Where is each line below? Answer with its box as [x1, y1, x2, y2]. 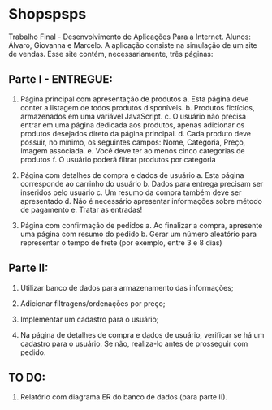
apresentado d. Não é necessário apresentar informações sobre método [19, 196, 262, 205]
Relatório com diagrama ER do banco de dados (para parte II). [19, 392, 228, 402]
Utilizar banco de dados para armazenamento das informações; [19, 283, 234, 292]
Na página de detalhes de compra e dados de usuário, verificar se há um [19, 330, 265, 339]
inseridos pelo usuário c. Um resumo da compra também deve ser [19, 188, 242, 197]
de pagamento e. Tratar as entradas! [19, 205, 143, 214]
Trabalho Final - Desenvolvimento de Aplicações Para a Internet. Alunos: [8, 32, 252, 41]
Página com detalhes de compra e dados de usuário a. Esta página [19, 170, 244, 179]
